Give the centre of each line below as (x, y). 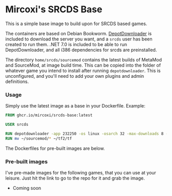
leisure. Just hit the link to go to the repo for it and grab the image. (75, 178)
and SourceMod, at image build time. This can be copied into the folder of (83, 65)
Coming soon (27, 188)
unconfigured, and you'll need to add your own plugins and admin (75, 76)
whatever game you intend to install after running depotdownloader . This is (83, 71)
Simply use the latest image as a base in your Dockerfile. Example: (76, 106)
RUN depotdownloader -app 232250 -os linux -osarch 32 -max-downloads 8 (84, 134)
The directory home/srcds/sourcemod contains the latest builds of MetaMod (84, 59)
